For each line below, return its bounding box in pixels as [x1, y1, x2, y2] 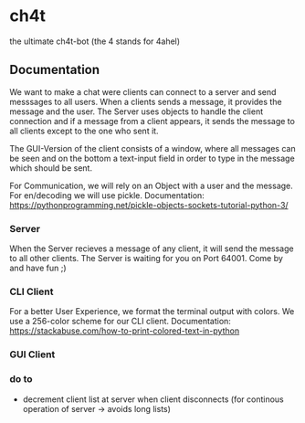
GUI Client [9, 348, 56, 361]
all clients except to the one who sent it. [9, 125, 159, 136]
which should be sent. [9, 162, 93, 174]
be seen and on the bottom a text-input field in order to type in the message [9, 153, 295, 164]
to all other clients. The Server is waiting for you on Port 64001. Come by [9, 253, 283, 264]
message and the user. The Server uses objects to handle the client [9, 106, 264, 117]
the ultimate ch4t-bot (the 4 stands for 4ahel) [9, 36, 181, 47]
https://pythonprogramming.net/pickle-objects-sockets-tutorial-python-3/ [9, 199, 289, 210]
